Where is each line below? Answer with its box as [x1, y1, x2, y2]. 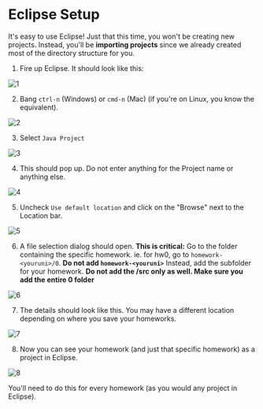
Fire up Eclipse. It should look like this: [19, 63, 144, 73]
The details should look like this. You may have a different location [19, 305, 235, 314]
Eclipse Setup [8, 6, 100, 24]
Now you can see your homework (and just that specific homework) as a [19, 344, 256, 354]
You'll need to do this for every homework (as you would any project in [8, 383, 238, 392]
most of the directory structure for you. [8, 48, 135, 58]
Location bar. [19, 210, 63, 220]
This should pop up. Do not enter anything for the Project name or [19, 163, 234, 173]
